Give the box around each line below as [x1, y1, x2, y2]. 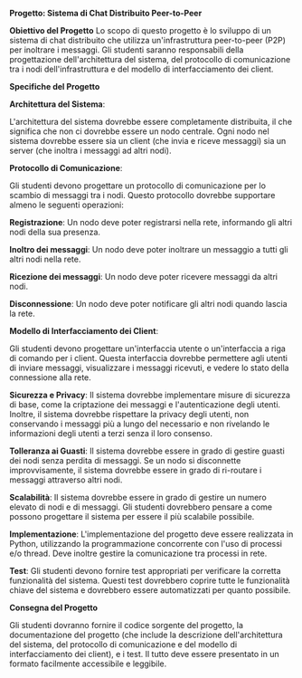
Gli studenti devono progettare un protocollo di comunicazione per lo [9, 180, 267, 191]
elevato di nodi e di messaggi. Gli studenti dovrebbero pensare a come [9, 501, 273, 512]
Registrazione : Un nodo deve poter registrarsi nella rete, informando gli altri [9, 217, 292, 227]
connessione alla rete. [9, 372, 92, 383]
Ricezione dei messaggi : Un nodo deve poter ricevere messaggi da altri [9, 272, 278, 282]
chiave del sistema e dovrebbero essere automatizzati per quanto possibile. [9, 585, 291, 596]
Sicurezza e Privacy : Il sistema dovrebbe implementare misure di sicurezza [9, 389, 291, 400]
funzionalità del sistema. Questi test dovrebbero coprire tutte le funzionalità [9, 575, 290, 586]
